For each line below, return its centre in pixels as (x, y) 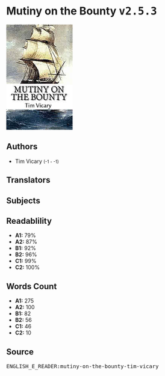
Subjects (23, 201)
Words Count (32, 286)
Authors (22, 146)
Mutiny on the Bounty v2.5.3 (82, 11)
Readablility (29, 221)
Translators (28, 180)
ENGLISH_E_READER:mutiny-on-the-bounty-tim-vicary (82, 366)
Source (20, 352)
